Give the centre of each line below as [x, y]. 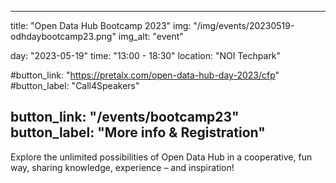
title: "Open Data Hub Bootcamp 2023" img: [101, 25]
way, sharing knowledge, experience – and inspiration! [122, 167]
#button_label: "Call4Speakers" [75, 85]
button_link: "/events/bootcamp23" [125, 117]
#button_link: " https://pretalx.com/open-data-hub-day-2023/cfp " [145, 75]
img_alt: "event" [151, 36]
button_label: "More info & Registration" [138, 132]
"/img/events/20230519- [244, 25]
